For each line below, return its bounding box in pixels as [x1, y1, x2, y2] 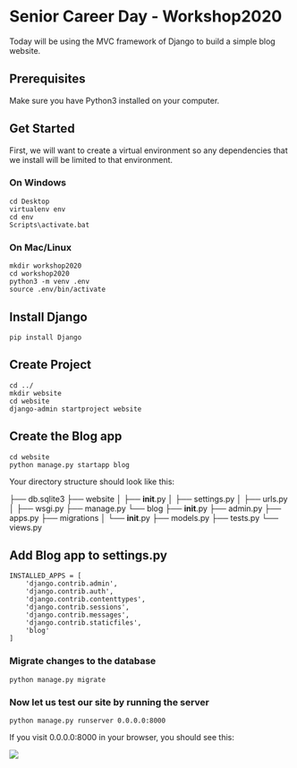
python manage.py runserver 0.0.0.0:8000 [9, 716, 166, 725]
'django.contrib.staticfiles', [25, 619, 142, 627]
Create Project [9, 357, 92, 372]
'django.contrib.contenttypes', [25, 595, 146, 604]
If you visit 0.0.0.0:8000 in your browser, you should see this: [9, 732, 235, 742]
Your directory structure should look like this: [9, 476, 175, 487]
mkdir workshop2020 [9, 261, 82, 270]
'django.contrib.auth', [25, 587, 115, 596]
